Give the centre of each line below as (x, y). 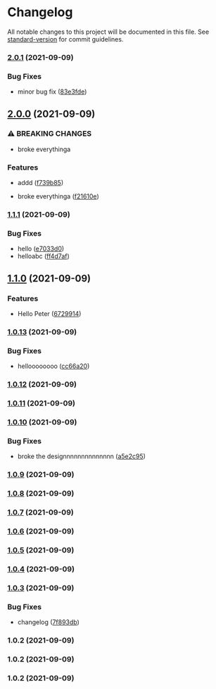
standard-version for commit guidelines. (65, 39)
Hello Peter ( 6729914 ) (49, 314)
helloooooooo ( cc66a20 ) (53, 366)
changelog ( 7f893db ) (48, 622)
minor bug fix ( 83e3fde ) (52, 91)
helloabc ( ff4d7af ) (44, 256)
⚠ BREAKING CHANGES (50, 134)
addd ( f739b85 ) (40, 183)
